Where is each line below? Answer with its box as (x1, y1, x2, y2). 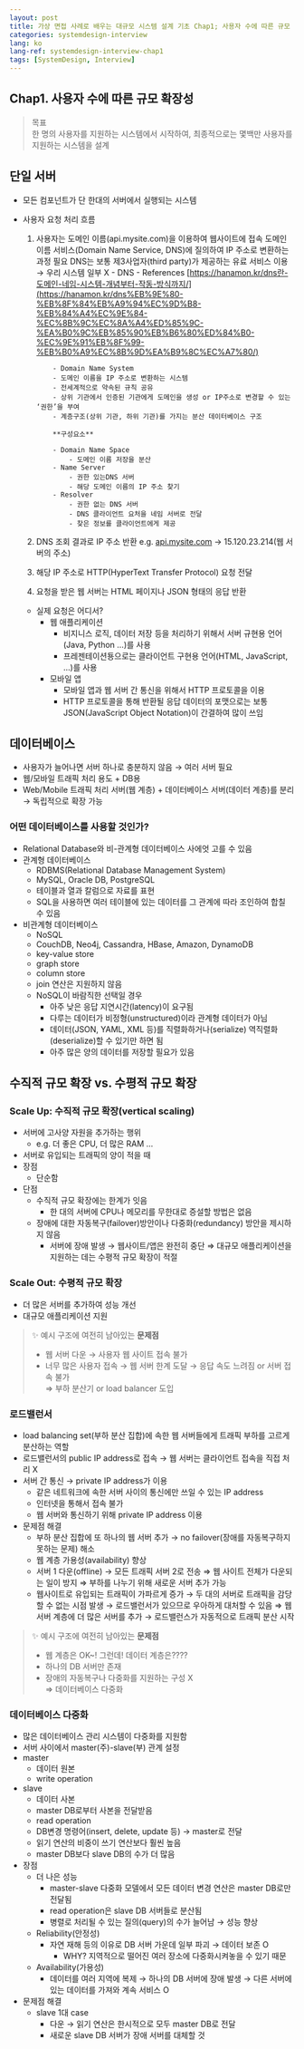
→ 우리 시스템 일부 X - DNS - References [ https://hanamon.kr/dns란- (35, 266, 289, 277)
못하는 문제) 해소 (35, 1543, 95, 1554)
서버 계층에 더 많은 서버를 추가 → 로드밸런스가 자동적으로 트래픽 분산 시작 (35, 1611, 295, 1622)
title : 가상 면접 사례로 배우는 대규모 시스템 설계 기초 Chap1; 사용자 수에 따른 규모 (9, 22, 291, 31)
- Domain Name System (52, 363, 134, 372)
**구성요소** (52, 430, 94, 439)
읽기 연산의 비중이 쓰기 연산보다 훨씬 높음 (35, 1837, 182, 1849)
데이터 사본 (35, 1793, 75, 1804)
